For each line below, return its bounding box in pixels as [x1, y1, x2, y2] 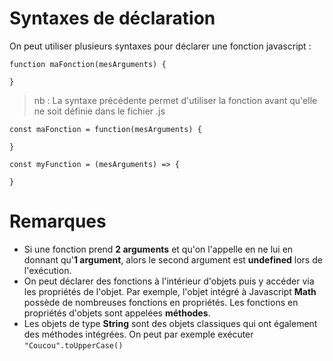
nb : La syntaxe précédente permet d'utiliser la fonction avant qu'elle [33, 94, 318, 106]
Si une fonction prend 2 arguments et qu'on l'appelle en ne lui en [23, 243, 294, 255]
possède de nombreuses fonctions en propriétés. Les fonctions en [23, 296, 299, 308]
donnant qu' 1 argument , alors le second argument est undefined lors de [23, 253, 323, 266]
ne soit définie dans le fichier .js [33, 105, 166, 117]
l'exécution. [23, 264, 72, 276]
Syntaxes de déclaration [9, 7, 216, 30]
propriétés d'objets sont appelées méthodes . [23, 307, 211, 319]
